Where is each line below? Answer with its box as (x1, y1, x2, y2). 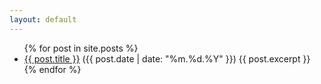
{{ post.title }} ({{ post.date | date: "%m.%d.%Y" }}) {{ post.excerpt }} (23, 52, 311, 65)
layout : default (9, 14, 77, 25)
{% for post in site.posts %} (23, 42, 139, 54)
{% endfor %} (23, 63, 82, 75)
